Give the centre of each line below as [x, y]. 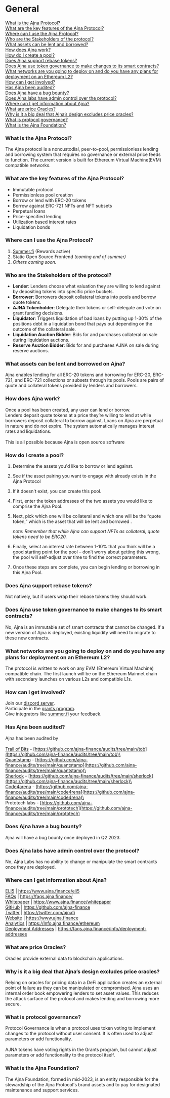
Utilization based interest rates [45, 222]
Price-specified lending [37, 216]
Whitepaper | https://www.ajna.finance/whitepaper [58, 902]
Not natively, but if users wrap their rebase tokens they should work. [76, 597]
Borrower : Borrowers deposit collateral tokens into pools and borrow [84, 297]
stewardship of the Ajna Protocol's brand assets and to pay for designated [83, 1084]
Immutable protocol [33, 189]
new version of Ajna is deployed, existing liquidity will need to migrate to [80, 632]
